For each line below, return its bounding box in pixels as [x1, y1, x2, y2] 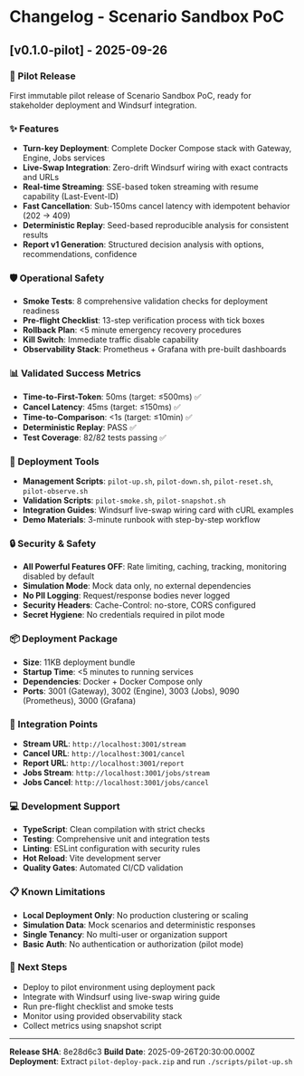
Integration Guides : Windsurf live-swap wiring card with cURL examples [22, 504, 294, 515]
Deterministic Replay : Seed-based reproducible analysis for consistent [22, 220, 290, 231]
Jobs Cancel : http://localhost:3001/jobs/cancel [22, 776, 210, 787]
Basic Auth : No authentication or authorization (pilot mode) [22, 938, 244, 949]
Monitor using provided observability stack [22, 1010, 183, 1021]
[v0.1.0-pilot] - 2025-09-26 [9, 43, 168, 58]
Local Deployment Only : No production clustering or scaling [22, 909, 249, 920]
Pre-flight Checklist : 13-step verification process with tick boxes [22, 315, 265, 326]
